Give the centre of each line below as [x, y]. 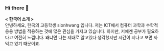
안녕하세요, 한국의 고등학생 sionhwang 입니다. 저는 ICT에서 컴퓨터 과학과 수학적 [82, 25]
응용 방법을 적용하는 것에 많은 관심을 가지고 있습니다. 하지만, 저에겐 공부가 [75, 31]
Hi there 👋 [17, 8]
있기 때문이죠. [27, 44]
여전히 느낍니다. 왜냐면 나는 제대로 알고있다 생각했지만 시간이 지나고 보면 [83, 38]
